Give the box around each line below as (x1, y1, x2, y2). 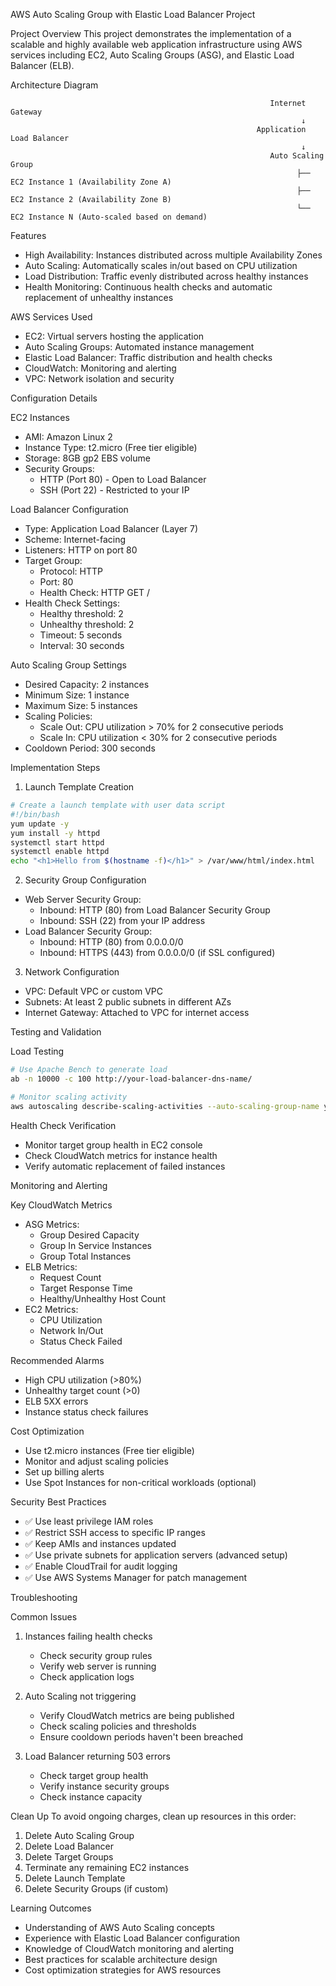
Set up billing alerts (24, 1465, 105, 1478)
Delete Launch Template (24, 1872, 126, 1884)
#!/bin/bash (10, 809, 60, 819)
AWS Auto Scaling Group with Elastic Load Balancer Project (10, 9, 256, 20)
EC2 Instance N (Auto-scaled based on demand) (10, 212, 208, 222)
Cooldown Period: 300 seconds (24, 742, 156, 754)
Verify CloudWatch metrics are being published (39, 1709, 235, 1721)
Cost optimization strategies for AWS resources (24, 1964, 222, 1976)
